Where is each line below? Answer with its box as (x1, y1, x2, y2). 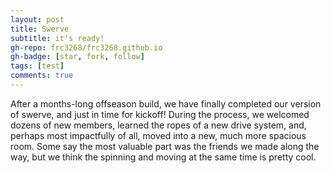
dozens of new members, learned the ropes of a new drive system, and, (10, 119, 307, 131)
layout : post (10, 14, 65, 25)
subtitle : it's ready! (10, 33, 105, 43)
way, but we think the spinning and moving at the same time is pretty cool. (10, 151, 317, 163)
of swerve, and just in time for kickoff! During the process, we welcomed (10, 108, 310, 120)
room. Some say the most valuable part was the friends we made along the (10, 140, 320, 152)
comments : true (10, 71, 74, 81)
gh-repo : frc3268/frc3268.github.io (10, 42, 163, 53)
